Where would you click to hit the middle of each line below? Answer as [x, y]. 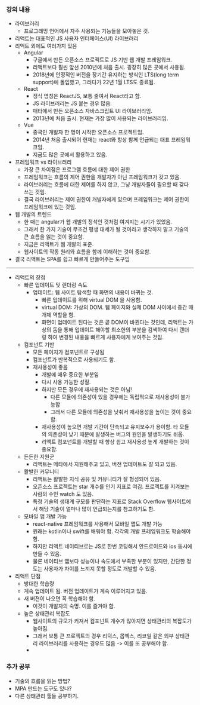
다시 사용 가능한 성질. [66, 382]
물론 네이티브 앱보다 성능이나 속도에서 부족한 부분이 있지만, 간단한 [109, 561]
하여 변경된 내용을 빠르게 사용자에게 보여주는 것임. [106, 337]
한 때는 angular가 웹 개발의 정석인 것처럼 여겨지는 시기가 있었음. [98, 222]
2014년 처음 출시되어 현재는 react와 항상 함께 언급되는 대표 [101, 140]
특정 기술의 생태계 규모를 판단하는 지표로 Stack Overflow [99, 502]
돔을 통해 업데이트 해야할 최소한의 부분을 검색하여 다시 [115, 330]
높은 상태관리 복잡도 [47, 614]
